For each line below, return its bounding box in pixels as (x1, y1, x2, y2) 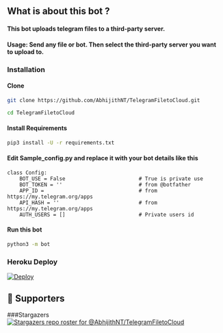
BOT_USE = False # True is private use (19, 175, 204, 182)
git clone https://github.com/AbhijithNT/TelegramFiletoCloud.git (7, 97, 200, 103)
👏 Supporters (7, 293, 65, 304)
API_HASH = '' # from (19, 199, 157, 206)
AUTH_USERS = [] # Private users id (19, 211, 194, 218)
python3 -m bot (7, 241, 51, 247)
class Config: (7, 169, 48, 176)
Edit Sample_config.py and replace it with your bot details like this (7, 154, 198, 162)
